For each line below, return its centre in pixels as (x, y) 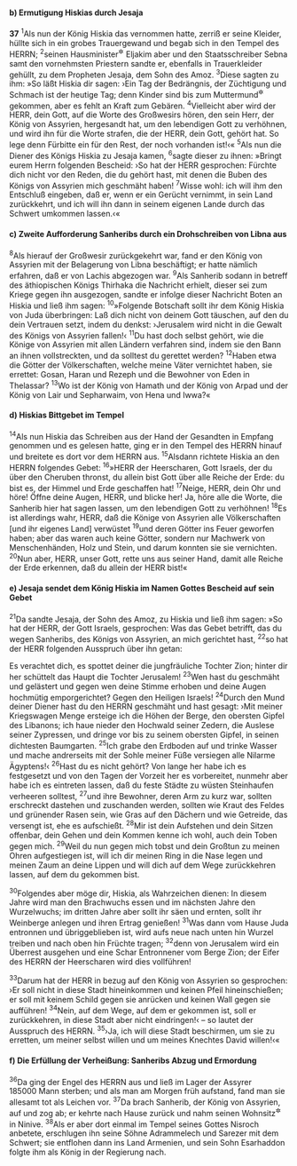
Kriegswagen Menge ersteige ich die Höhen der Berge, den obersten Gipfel (147, 716)
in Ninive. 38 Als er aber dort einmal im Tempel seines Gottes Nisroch (134, 1123)
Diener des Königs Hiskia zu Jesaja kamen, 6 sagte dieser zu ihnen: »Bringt (145, 155)
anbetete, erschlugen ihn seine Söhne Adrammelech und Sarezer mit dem (144, 1133)
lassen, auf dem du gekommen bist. (74, 874)
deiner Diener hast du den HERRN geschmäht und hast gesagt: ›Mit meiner (146, 707)
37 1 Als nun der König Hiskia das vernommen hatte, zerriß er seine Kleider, (145, 33)
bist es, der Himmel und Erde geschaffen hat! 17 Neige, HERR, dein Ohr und (145, 487)
